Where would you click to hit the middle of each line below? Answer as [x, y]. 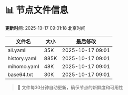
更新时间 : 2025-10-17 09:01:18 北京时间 [45, 28]
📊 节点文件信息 [37, 10]
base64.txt [20, 74]
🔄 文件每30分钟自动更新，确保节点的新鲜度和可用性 [70, 87]
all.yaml [17, 50]
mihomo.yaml [23, 66]
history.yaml [22, 58]
